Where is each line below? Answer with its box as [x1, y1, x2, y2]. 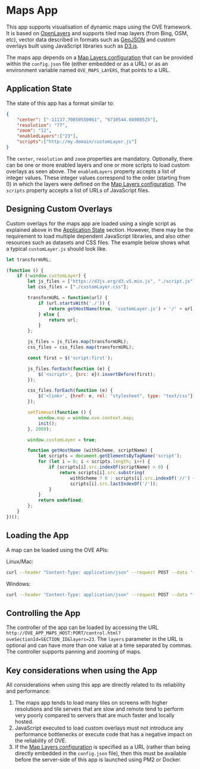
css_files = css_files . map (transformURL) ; [27, 344, 135, 350]
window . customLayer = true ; [27, 437, 97, 443]
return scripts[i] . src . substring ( [59, 469, 145, 475]
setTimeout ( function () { [27, 409, 92, 416]
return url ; [48, 317, 79, 323]
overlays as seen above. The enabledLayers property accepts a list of [6, 167, 176, 175]
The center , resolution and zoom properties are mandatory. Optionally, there [6, 155, 193, 162]
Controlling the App [6, 608, 80, 618]
